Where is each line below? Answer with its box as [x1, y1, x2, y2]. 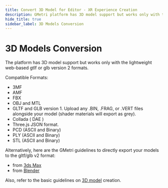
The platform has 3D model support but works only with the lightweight [5, 60, 152, 66]
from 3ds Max [12, 162, 41, 168]
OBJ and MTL [12, 100, 41, 106]
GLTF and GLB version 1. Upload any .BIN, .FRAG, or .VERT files [12, 106, 143, 112]
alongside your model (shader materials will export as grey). [12, 111, 136, 117]
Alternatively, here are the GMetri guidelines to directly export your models [5, 147, 159, 153]
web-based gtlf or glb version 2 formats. [5, 65, 89, 71]
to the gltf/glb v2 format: [5, 152, 56, 158]
